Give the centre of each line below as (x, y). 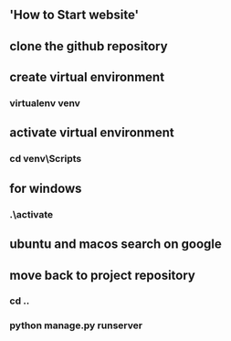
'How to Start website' (74, 15)
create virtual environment (87, 77)
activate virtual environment (92, 133)
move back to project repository (103, 275)
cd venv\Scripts (46, 159)
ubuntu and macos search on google (115, 245)
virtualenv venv (45, 103)
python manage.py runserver (76, 325)
